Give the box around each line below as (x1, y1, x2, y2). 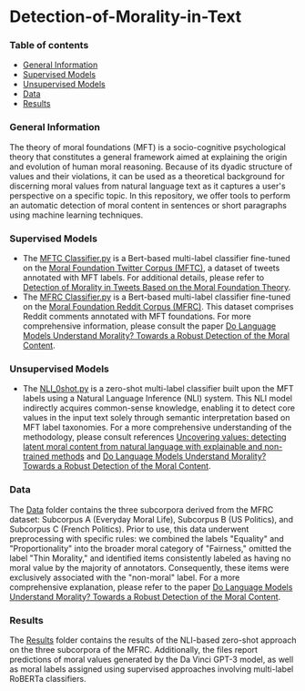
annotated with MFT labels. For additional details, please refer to (22, 272, 265, 283)
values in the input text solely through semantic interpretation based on (22, 412, 290, 423)
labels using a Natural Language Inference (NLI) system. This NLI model (22, 393, 293, 404)
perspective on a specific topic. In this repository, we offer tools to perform (9, 189, 291, 201)
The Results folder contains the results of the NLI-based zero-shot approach (9, 635, 297, 645)
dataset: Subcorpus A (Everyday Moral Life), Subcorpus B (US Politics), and (9, 513, 294, 524)
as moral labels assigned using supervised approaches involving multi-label (9, 663, 294, 675)
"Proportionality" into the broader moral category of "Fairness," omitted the (9, 543, 292, 554)
